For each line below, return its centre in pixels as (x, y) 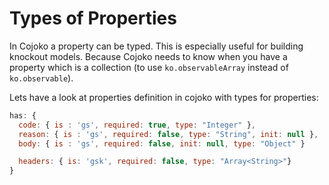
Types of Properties (93, 18)
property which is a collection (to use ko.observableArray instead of (149, 67)
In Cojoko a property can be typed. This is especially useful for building (156, 46)
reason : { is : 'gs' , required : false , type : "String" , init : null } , (168, 134)
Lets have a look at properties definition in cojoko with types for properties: (164, 97)
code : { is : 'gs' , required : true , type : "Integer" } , (137, 125)
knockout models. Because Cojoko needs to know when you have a (148, 56)
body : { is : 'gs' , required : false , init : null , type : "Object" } (162, 143)
